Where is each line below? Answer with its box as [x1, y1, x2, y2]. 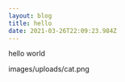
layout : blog [8, 11, 52, 20]
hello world [8, 49, 46, 59]
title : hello [8, 19, 52, 27]
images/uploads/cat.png [8, 64, 90, 74]
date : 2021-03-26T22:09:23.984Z [8, 27, 117, 35]
